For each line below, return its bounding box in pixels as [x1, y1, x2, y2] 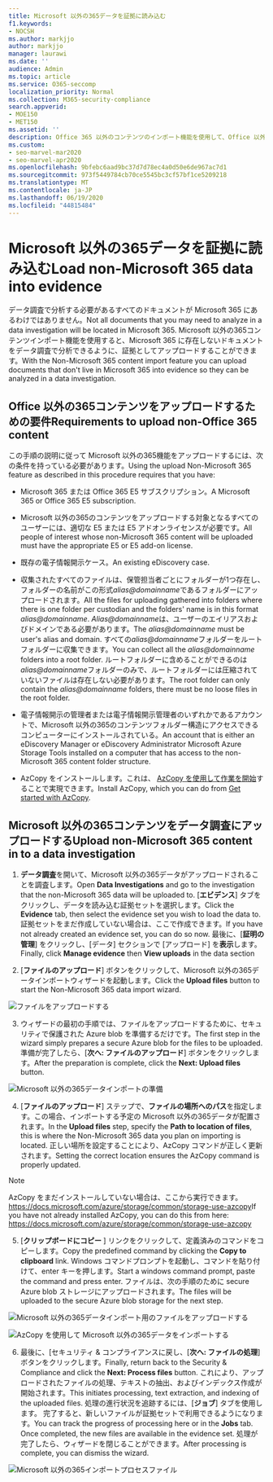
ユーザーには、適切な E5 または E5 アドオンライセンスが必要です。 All [19, 523, 253, 533]
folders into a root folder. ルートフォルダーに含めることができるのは [19, 655, 248, 665]
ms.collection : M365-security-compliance [8, 95, 151, 103]
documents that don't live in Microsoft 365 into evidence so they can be [8, 365, 249, 375]
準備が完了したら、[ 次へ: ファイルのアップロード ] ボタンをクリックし [19, 1048, 253, 1058]
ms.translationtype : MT [8, 178, 89, 187]
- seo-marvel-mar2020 [8, 148, 82, 156]
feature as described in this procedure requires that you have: [8, 470, 215, 480]
